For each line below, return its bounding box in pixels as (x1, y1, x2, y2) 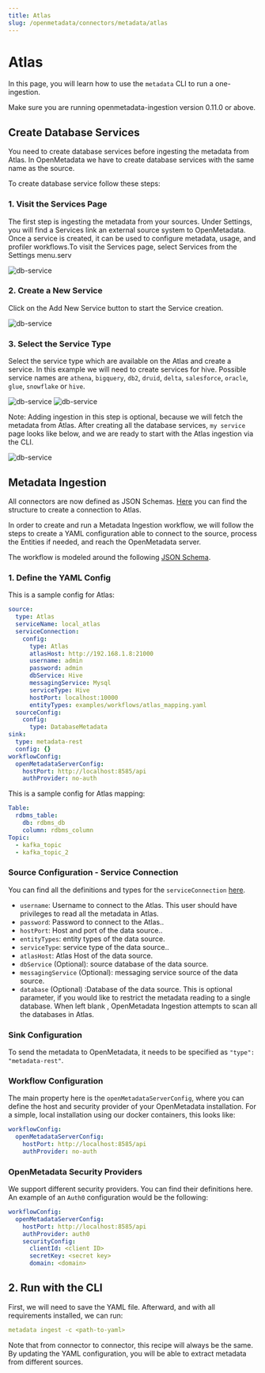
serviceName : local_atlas (15, 620, 101, 628)
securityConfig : (22, 1237, 77, 1246)
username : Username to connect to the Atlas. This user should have (19, 900, 237, 910)
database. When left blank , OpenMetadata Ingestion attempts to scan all (19, 1001, 258, 1011)
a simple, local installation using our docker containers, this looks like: (8, 1110, 236, 1120)
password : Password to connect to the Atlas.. (19, 917, 165, 926)
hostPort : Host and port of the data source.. (19, 925, 164, 935)
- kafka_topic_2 (15, 848, 69, 857)
